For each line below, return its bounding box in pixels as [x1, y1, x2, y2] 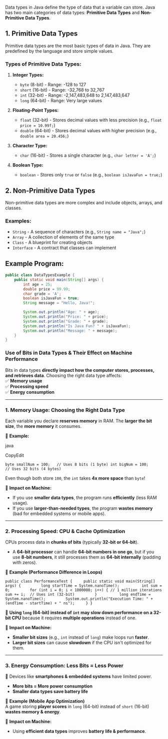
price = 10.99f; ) [19, 122, 56, 128]
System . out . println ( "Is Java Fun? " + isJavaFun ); [23, 323, 131, 329]
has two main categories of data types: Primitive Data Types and [5, 10, 140, 16]
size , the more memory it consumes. [5, 423, 81, 429]
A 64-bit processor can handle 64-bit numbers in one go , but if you [12, 549, 154, 555]
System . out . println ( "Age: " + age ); [23, 310, 99, 315]
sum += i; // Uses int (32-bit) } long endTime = [5, 592, 151, 597]
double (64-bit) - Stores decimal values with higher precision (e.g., [19, 128, 157, 134]
